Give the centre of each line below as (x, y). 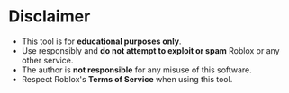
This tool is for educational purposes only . (101, 41)
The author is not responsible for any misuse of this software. (137, 70)
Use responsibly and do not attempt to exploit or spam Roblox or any (150, 50)
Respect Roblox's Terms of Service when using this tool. (127, 79)
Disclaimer (50, 17)
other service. (47, 60)
